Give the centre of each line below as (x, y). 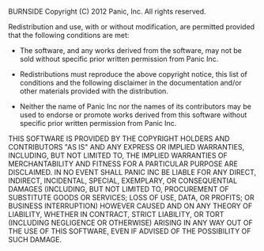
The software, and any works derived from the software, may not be (131, 50)
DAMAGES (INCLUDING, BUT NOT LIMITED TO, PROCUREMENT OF (119, 189)
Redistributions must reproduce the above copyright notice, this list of (133, 74)
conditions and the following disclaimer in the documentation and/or (131, 83)
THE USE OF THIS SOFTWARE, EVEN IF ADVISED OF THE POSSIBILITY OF (130, 231)
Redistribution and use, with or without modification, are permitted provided (132, 27)
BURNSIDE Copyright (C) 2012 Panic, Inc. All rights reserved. (107, 11)
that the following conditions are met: (69, 35)
